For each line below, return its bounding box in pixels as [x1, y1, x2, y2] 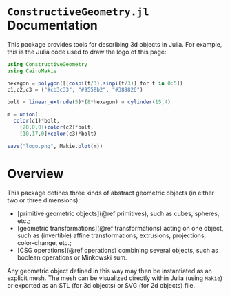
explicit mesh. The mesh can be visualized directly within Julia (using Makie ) [7, 274, 222, 282]
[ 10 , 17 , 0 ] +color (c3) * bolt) [19, 130, 97, 137]
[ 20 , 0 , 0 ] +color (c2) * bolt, [19, 124, 94, 131]
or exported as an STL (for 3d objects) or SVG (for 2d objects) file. [7, 281, 195, 289]
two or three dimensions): [7, 195, 81, 204]
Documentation [7, 18, 98, 33]
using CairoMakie [7, 67, 57, 74]
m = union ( [7, 111, 39, 118]
